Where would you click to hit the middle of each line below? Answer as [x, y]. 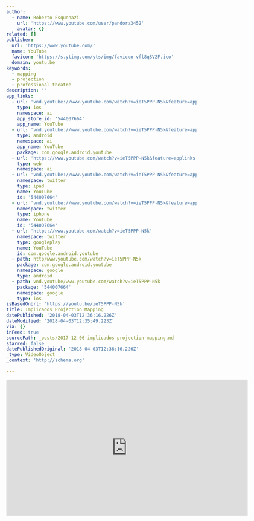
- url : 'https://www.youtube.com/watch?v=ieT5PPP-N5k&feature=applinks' [105, 158]
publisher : [20, 40]
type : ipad [31, 186]
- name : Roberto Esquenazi [46, 18]
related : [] [21, 34]
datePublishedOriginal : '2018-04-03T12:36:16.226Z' [72, 349]
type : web [30, 164]
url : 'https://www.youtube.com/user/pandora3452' [81, 23]
